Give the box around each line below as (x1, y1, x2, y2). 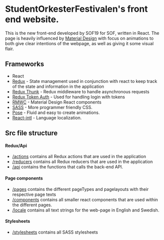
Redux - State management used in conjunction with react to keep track (12, 78, 158, 84)
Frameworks (5, 60, 45, 68)
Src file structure (5, 129, 58, 137)
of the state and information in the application (12, 83, 104, 89)
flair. (5, 46, 14, 52)
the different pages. (12, 202, 52, 208)
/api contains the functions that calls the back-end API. (12, 164, 123, 170)
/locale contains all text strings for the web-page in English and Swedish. (12, 207, 160, 213)
